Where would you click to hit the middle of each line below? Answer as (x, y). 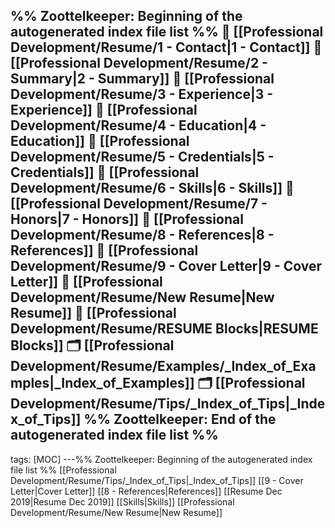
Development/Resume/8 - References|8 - (142, 235)
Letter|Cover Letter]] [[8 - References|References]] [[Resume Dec (146, 491)
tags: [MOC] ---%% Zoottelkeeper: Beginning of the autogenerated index (161, 459)
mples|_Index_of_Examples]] (102, 383)
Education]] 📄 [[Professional (100, 141)
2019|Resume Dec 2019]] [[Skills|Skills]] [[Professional (122, 501)
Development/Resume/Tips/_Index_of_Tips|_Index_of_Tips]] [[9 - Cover (157, 480)
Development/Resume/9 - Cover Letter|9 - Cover (166, 266)
